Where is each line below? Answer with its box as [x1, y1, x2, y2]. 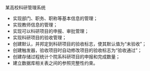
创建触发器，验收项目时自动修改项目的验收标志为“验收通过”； [12, 48, 142, 53]
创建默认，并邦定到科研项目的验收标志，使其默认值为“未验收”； [12, 41, 147, 47]
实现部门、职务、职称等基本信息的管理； [12, 15, 98, 21]
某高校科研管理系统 [5, 5, 46, 10]
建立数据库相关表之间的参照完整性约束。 [12, 60, 98, 66]
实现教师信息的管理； [12, 22, 58, 28]
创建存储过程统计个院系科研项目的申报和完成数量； [12, 54, 120, 60]
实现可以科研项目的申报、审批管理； [12, 28, 89, 34]
